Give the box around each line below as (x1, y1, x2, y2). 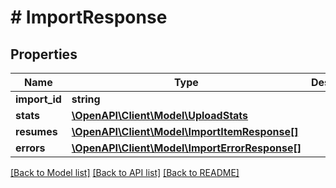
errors (15, 141, 46, 155)
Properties (10, 46, 78, 63)
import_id (15, 92, 62, 106)
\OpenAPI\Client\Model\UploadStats (71, 109, 249, 122)
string (71, 92, 101, 106)
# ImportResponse (10, 6, 168, 29)
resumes (15, 125, 58, 138)
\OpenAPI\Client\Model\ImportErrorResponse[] (71, 141, 302, 155)
